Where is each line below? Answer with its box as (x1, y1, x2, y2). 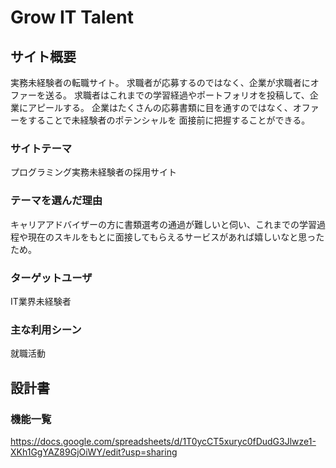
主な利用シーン (10, 322, 82, 336)
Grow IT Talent (10, 6, 134, 29)
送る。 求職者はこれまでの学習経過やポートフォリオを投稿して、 (44, 89, 310, 101)
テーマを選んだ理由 (10, 194, 103, 208)
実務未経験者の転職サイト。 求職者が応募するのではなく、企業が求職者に (10, 77, 311, 88)
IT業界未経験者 (10, 295, 72, 307)
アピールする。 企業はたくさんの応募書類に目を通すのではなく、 (27, 102, 293, 113)
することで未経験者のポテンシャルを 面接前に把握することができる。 (27, 114, 311, 126)
